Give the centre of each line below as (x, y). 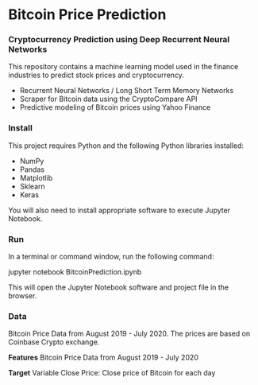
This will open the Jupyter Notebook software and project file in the (119, 287)
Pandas (32, 169)
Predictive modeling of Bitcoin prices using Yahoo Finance (115, 107)
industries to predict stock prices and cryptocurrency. (96, 75)
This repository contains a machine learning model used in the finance (123, 67)
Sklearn (32, 186)
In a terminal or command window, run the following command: (111, 257)
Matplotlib (36, 177)
